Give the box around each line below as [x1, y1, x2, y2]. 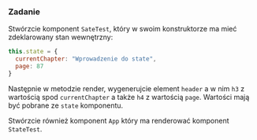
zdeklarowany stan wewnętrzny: [8, 32, 114, 42]
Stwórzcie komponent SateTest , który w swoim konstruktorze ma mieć [8, 24, 237, 34]
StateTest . [8, 124, 43, 134]
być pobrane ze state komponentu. [8, 101, 124, 110]
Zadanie [8, 6, 41, 17]
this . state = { [8, 48, 58, 56]
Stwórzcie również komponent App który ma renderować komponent [8, 116, 230, 125]
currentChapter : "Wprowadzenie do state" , [15, 55, 157, 63]
